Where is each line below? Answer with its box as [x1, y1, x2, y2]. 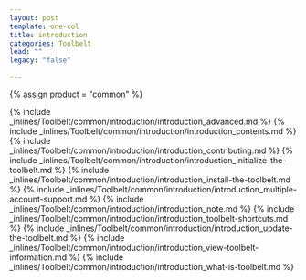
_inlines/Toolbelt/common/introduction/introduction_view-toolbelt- [9, 243, 259, 253]
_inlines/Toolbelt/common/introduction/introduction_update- [66, 223, 294, 233]
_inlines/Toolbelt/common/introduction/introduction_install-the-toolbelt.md [9, 174, 290, 185]
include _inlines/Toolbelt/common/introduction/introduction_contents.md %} [9, 126, 297, 137]
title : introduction [9, 30, 89, 39]
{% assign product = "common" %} [9, 88, 143, 99]
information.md [9, 252, 67, 263]
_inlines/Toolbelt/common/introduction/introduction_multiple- [66, 184, 298, 194]
